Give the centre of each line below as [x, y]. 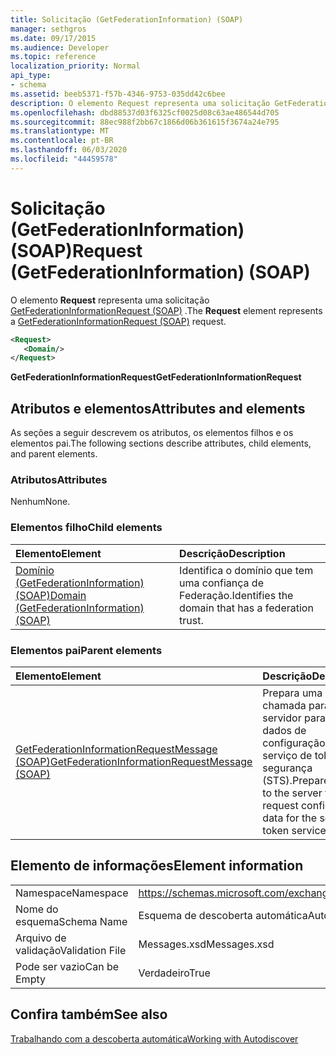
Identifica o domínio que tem [246, 570]
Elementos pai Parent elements [86, 650]
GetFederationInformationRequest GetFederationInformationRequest [156, 377]
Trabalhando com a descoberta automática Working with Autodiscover [154, 1038]
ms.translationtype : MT [60, 131]
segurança [287, 768]
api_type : [31, 76]
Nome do [37, 909]
